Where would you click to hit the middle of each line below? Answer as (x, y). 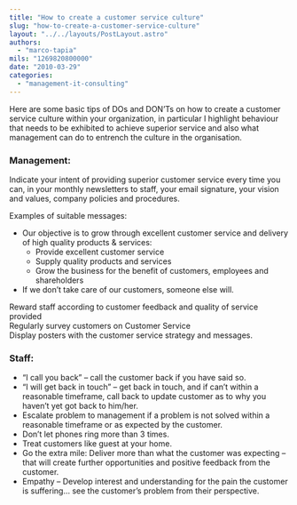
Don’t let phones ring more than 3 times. (96, 434)
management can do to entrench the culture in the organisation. (125, 137)
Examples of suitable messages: (68, 215)
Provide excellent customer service (100, 252)
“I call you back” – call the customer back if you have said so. (134, 378)
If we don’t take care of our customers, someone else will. (128, 289)
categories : (31, 76)
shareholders (59, 280)
